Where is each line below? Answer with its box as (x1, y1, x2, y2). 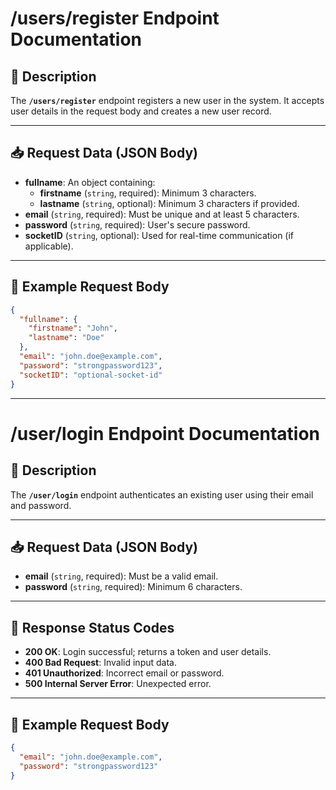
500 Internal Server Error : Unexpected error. (24, 678, 212, 690)
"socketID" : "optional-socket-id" (19, 370, 163, 380)
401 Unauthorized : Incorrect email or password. (24, 667, 225, 679)
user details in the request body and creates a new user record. (10, 105, 272, 117)
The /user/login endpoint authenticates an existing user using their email (10, 488, 314, 501)
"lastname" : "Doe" (28, 333, 105, 343)
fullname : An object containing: (24, 176, 156, 188)
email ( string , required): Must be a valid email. (24, 570, 219, 582)
